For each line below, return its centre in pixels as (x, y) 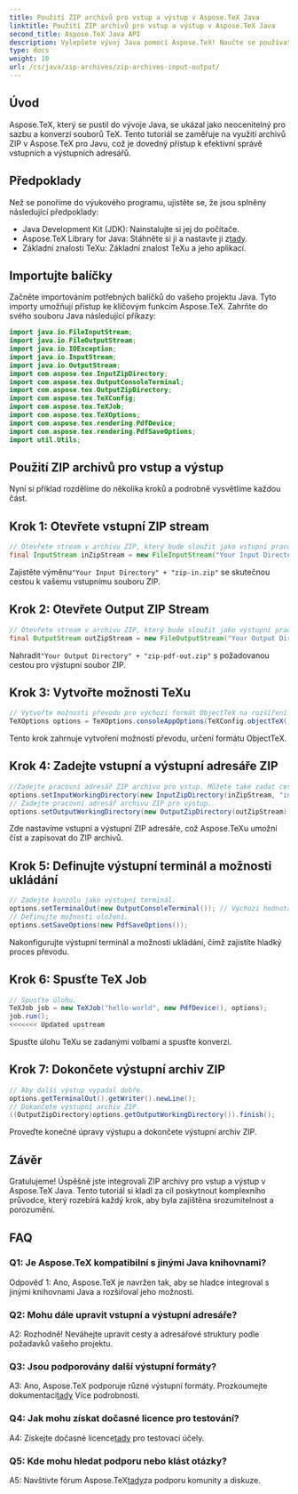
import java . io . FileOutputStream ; (73, 341)
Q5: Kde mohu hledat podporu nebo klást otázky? (118, 1461)
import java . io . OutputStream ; (65, 365)
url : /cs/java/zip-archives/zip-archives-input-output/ (114, 68)
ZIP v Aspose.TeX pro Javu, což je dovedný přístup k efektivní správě (136, 143)
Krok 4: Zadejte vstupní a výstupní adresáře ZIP (144, 766)
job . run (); (29, 1016)
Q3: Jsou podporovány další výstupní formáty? (113, 1367)
